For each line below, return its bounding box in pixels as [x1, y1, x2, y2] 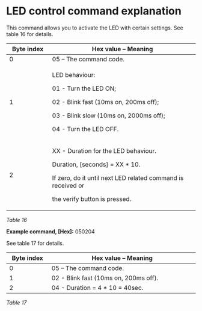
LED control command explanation [6, 4, 182, 18]
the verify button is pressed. [52, 194, 132, 203]
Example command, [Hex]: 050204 [6, 227, 95, 235]
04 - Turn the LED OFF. [52, 125, 119, 133]
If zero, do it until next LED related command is [52, 173, 184, 182]
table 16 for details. [6, 30, 54, 37]
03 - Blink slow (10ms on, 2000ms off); [52, 111, 165, 120]
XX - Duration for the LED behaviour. [52, 146, 157, 155]
